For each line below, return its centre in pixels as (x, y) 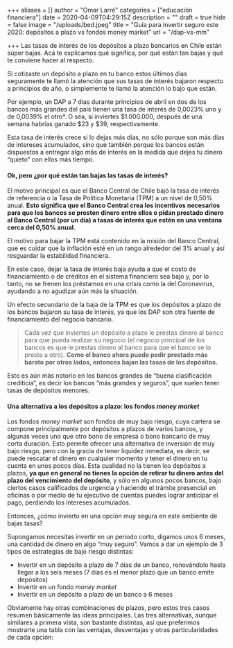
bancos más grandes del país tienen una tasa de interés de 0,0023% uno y (114, 109)
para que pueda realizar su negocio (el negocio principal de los (114, 340)
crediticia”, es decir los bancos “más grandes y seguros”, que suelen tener (113, 383)
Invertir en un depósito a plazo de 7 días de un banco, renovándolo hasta (121, 565)
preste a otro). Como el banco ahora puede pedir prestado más (116, 355)
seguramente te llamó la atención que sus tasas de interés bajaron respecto (115, 81)
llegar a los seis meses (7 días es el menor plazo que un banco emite (115, 572)
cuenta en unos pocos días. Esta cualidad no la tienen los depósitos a (106, 466)
